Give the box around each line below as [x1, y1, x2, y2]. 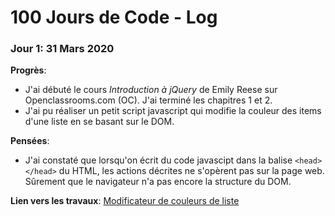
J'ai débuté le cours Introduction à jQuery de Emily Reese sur [24, 84, 278, 96]
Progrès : [10, 64, 47, 76]
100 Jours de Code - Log [10, 6, 218, 29]
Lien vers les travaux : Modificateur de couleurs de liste [10, 195, 240, 207]
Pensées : [10, 135, 50, 147]
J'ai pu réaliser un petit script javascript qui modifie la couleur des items [24, 105, 322, 117]
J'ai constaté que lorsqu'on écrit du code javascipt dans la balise [24, 154, 293, 166]
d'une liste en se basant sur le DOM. [24, 116, 175, 128]
